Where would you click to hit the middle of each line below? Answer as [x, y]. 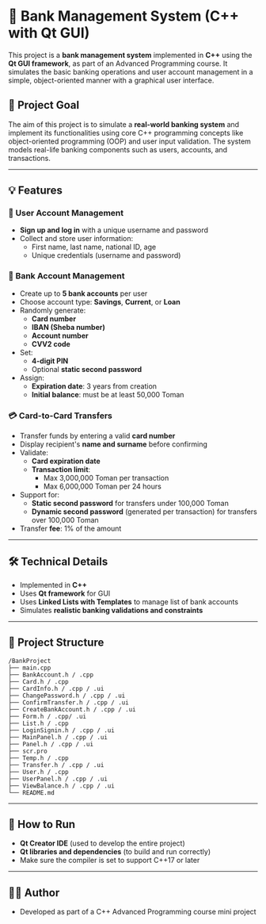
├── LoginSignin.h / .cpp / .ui [61, 730]
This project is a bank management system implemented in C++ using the [130, 55]
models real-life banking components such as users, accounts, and [118, 149]
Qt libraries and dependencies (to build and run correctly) [115, 852]
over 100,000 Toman [65, 520]
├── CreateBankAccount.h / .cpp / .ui [72, 709]
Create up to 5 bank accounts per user [84, 293]
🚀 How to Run [42, 824]
